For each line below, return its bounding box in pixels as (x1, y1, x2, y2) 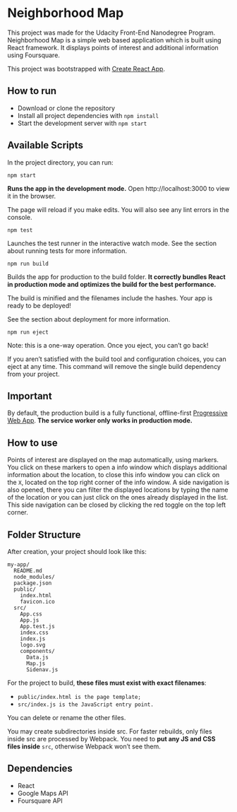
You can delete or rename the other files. (7, 714, 126, 722)
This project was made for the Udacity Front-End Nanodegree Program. (7, 28, 216, 37)
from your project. (7, 370, 60, 378)
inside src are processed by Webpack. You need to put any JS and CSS (7, 735, 216, 743)
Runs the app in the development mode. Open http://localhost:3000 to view (7, 184, 230, 192)
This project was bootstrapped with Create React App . (7, 64, 166, 73)
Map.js (25, 660, 46, 667)
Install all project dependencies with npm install (17, 111, 159, 119)
